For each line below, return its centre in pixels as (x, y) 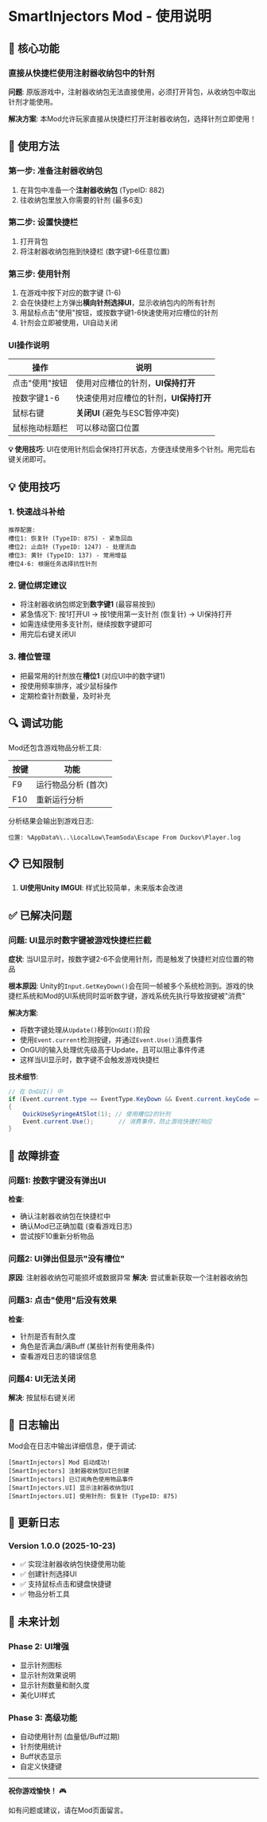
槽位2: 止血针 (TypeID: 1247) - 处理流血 (72, 547)
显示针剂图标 (41, 1665)
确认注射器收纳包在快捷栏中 (65, 1216)
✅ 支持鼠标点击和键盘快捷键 (66, 1584)
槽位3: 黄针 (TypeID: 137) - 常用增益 (68, 556)
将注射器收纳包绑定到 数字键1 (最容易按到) (87, 604)
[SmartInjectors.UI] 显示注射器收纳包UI (71, 1488)
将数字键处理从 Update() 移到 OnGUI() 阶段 (85, 1030)
